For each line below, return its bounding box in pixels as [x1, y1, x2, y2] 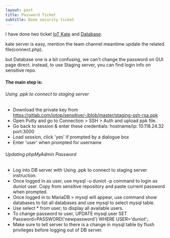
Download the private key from [12, 107, 78, 113]
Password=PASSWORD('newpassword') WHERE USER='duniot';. [12, 216, 150, 222]
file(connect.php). [5, 47, 44, 53]
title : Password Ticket [5, 12, 56, 17]
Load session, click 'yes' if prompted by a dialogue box [12, 134, 130, 140]
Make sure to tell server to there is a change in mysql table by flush [12, 222, 155, 228]
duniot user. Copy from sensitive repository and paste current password [12, 183, 165, 190]
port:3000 [12, 129, 35, 135]
